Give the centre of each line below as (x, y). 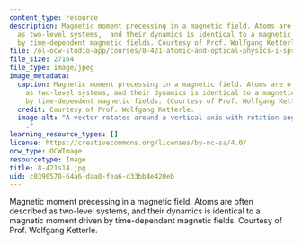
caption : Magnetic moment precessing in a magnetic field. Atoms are (150, 84)
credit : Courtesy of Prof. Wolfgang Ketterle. (106, 109)
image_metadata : (40, 76)
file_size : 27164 (42, 59)
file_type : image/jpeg (52, 68)
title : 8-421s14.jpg (48, 168)
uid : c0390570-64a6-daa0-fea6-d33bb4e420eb (92, 176)
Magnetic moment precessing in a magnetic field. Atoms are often (132, 202)
